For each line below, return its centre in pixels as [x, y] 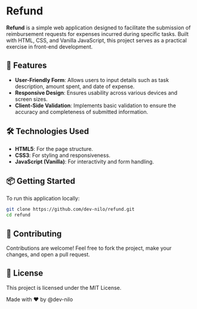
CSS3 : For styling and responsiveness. [62, 155]
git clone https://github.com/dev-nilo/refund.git [70, 210]
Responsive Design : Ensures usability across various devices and [96, 93]
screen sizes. [31, 99]
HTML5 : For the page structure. [54, 149]
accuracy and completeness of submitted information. [81, 111]
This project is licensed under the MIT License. [64, 287]
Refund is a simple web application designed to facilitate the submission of [98, 28]
